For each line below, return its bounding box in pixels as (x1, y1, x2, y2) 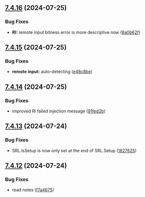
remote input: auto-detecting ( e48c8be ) (12, 69, 92, 74)
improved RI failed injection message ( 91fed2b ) (12, 108, 106, 114)
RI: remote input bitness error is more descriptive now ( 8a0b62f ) (12, 29, 141, 35)
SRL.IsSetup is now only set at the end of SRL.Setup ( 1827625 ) (12, 147, 137, 154)
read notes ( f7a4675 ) (12, 187, 54, 193)
